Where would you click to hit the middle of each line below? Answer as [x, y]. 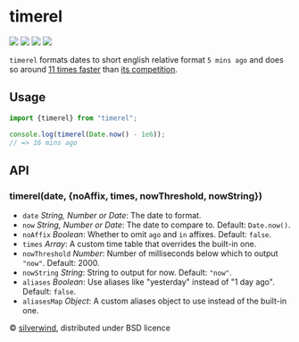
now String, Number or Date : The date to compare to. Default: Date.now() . [156, 225]
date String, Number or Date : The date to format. [112, 216]
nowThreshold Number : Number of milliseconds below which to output [150, 253]
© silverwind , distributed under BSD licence [90, 328]
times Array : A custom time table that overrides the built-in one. [139, 244]
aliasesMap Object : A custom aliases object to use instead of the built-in [154, 301]
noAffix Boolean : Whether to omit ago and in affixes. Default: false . [147, 235]
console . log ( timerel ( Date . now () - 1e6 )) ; [87, 134]
